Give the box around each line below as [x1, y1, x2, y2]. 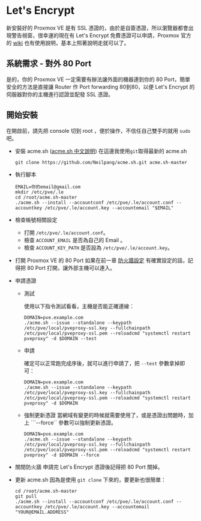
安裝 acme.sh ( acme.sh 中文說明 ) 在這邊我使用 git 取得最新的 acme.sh [14, 147, 187, 154]
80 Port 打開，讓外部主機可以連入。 [26, 264, 116, 271]
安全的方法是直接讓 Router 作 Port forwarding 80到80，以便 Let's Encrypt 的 [6, 83, 195, 90]
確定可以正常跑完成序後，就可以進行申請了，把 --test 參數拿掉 [23, 359, 180, 367]
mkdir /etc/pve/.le [14, 189, 64, 195]
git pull [14, 493, 37, 499]
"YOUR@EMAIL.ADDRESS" [14, 509, 69, 515]
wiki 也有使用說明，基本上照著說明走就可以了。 [13, 39, 130, 46]
